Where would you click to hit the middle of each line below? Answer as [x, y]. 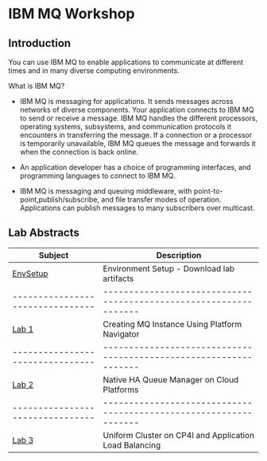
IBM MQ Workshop [72, 14]
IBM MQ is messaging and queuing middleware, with [106, 191]
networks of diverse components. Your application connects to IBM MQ [137, 109]
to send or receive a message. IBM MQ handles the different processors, [139, 118]
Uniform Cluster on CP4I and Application [179, 435]
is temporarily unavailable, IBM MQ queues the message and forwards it [137, 143]
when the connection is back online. [79, 152]
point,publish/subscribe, [60, 200]
